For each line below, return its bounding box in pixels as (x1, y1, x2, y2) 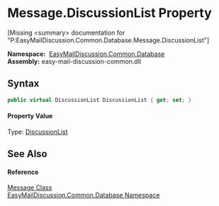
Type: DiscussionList (7, 127, 69, 136)
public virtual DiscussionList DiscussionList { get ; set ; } (7, 96, 192, 103)
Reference (7, 168, 39, 176)
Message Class (7, 183, 52, 192)
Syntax (7, 78, 40, 90)
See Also (7, 148, 47, 160)
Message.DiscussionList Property (7, 5, 213, 21)
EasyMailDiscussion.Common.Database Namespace (7, 191, 160, 200)
